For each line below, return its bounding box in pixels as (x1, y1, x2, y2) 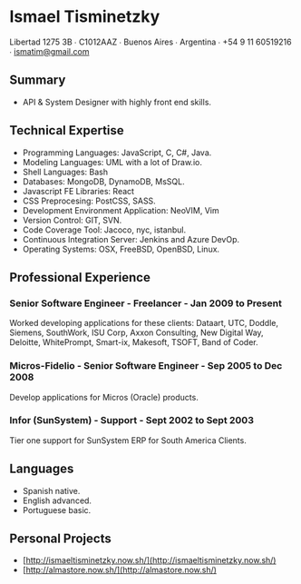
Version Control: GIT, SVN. (22, 214, 122, 225)
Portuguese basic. (22, 504, 92, 515)
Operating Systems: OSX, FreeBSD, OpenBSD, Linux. (22, 243, 220, 254)
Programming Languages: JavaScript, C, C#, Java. (22, 147, 212, 158)
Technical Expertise (9, 123, 124, 138)
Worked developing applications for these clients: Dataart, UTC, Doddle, (9, 318, 279, 329)
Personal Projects (9, 531, 112, 547)
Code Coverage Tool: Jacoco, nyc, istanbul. (22, 224, 187, 235)
